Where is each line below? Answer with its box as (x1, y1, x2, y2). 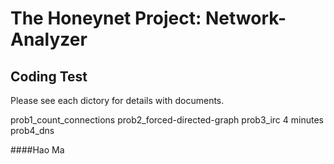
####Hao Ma (10, 144, 65, 156)
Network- (204, 7, 287, 30)
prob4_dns (10, 125, 55, 136)
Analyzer (10, 28, 88, 51)
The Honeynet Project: (10, 7, 202, 30)
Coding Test (10, 68, 88, 85)
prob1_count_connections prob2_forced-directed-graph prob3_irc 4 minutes (10, 114, 324, 126)
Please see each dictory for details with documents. (10, 95, 225, 106)
